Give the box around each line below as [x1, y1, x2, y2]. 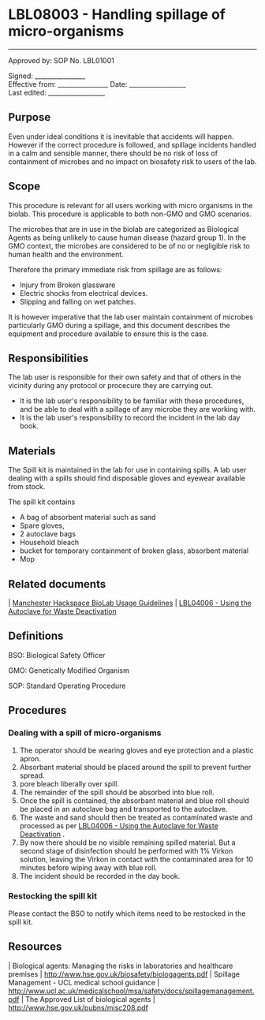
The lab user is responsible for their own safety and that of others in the [8, 372, 242, 382]
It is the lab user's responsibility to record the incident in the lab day [19, 413, 241, 423]
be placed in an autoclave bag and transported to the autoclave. [19, 804, 228, 813]
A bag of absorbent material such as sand [19, 513, 156, 522]
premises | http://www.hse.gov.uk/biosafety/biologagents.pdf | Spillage [8, 969, 241, 979]
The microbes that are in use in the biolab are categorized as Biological [8, 224, 239, 234]
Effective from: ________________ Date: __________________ [8, 79, 187, 88]
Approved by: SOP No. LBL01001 [8, 55, 114, 65]
